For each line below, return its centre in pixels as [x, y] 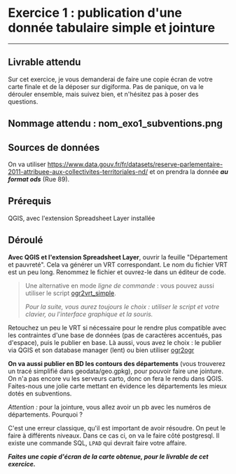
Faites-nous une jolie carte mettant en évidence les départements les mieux [117, 386]
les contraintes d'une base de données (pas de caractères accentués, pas [115, 335]
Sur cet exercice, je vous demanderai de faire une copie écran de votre [110, 79]
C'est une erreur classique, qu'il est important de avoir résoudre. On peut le [117, 428]
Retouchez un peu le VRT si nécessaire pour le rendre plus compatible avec [117, 327]
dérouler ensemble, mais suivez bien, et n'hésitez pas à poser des [103, 94]
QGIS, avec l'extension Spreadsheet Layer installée [82, 218]
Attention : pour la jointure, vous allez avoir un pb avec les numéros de [109, 407]
